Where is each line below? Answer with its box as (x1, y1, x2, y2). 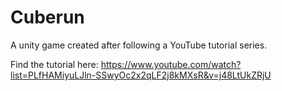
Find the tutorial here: (10, 58, 99, 70)
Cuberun (10, 6, 85, 29)
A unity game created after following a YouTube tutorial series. (10, 39, 268, 51)
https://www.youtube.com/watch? (100, 58, 242, 70)
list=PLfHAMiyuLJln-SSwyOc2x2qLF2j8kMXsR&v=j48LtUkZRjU (10, 69, 272, 81)
